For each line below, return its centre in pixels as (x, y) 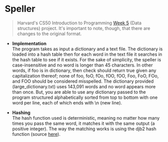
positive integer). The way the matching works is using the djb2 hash (84, 129)
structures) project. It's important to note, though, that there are (84, 28)
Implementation (29, 43)
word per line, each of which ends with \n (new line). (67, 102)
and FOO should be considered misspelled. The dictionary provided (83, 81)
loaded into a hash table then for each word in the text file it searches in (87, 54)
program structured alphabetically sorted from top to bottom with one (85, 97)
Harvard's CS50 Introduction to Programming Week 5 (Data (79, 23)
